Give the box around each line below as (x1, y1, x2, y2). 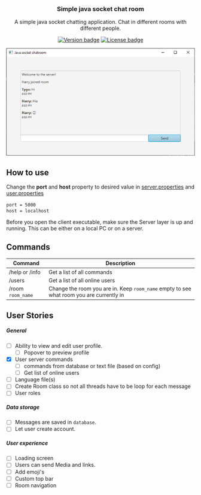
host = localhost (6, 208, 50, 214)
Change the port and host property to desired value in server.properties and (6, 183, 195, 190)
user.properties (6, 189, 44, 196)
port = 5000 (6, 202, 36, 208)
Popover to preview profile (23, 349, 90, 356)
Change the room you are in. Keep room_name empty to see (48, 285, 191, 292)
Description (105, 260, 136, 267)
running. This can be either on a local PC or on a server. (6, 224, 144, 232)
